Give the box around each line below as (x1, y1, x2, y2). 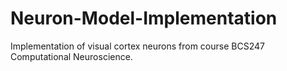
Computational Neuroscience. (10, 50, 133, 62)
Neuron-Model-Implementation (10, 7, 278, 30)
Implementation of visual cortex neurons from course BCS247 (10, 40, 265, 52)
